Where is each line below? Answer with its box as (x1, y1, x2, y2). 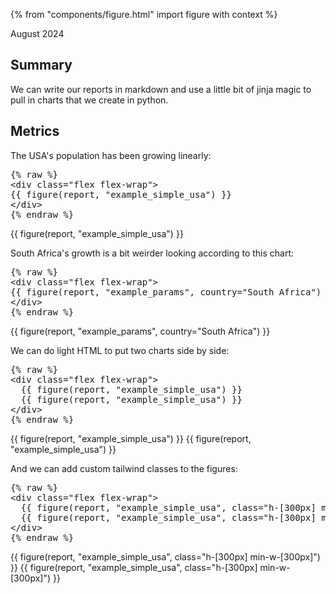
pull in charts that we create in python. (10, 94, 169, 106)
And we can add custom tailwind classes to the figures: (10, 462, 238, 474)
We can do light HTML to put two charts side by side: (10, 344, 230, 356)
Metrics (10, 123, 60, 140)
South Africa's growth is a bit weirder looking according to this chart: (10, 247, 295, 259)
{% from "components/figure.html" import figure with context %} (10, 9, 278, 20)
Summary (10, 57, 73, 74)
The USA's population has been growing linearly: (10, 149, 212, 161)
